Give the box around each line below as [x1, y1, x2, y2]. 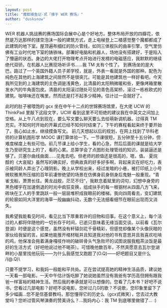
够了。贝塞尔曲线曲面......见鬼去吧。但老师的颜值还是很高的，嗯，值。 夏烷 [5, 153, 158, 159]
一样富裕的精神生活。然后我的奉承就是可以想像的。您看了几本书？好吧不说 [9, 279, 162, 285]
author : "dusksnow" [5, 16, 46, 21]
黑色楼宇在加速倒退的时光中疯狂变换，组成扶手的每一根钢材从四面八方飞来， [5, 184, 162, 190]
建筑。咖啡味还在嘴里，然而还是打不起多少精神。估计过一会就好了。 [5, 93, 145, 99]
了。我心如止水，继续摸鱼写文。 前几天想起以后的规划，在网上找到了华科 [5, 128, 155, 134]
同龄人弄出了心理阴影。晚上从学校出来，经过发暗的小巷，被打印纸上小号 [13, 165, 162, 171]
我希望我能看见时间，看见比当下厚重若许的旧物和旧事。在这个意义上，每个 [5, 213, 158, 219]
